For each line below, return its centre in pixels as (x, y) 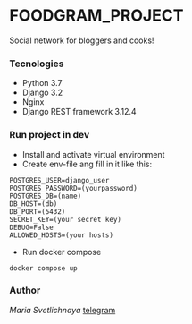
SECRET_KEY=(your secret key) (66, 219)
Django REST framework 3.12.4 (79, 112)
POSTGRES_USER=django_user (59, 180)
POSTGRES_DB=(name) (46, 196)
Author (25, 290)
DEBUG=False (31, 227)
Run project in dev (50, 135)
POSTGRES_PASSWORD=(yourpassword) (74, 188)
